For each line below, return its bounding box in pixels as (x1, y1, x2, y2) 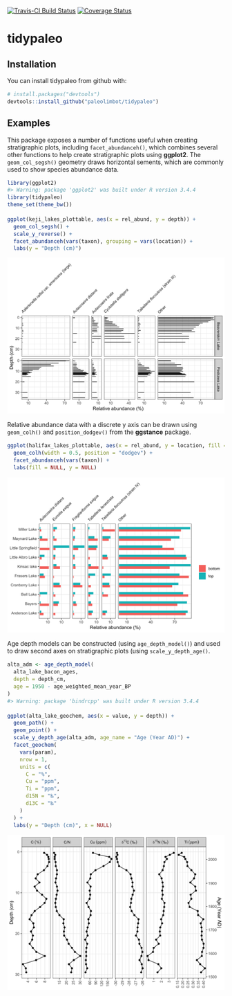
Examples (7, 118, 50, 129)
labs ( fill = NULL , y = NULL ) (13, 464, 97, 471)
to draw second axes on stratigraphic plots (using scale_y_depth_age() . (7, 647, 211, 655)
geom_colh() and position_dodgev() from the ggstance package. (7, 428, 191, 436)
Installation (7, 58, 57, 70)
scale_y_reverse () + (13, 230, 72, 237)
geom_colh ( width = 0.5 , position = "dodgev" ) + (13, 449, 153, 456)
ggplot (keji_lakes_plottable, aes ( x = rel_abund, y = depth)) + (7, 215, 196, 223)
